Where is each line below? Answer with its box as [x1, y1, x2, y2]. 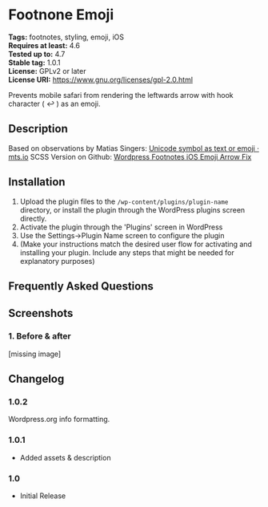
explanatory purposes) [19, 256, 95, 266]
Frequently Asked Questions [8, 279, 154, 293]
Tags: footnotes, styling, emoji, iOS [8, 32, 124, 42]
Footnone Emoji [8, 6, 114, 24]
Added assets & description [19, 452, 111, 462]
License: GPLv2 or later [8, 66, 86, 75]
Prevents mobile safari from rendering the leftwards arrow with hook [8, 90, 234, 99]
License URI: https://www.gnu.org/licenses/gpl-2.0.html [8, 75, 194, 84]
